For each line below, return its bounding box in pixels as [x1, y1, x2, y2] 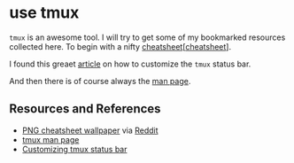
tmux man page [21, 134, 80, 144]
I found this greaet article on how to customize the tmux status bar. [9, 58, 251, 69]
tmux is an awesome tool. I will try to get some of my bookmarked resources [9, 32, 286, 43]
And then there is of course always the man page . [9, 75, 191, 86]
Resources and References [9, 101, 161, 117]
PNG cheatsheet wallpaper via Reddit [21, 125, 159, 136]
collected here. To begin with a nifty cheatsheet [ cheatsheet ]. [9, 41, 232, 51]
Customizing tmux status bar [21, 144, 128, 154]
